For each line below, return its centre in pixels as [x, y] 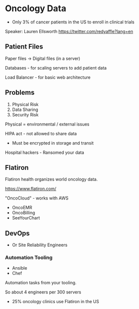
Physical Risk [25, 104]
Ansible [20, 268]
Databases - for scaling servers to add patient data [56, 68]
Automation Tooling [29, 257]
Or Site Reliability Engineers [40, 245]
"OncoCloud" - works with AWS [37, 198]
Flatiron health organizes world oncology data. [51, 179]
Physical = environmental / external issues [47, 124]
